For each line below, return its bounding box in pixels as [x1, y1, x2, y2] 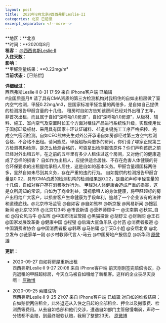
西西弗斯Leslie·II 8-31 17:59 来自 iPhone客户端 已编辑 [5, 89, 113, 95]
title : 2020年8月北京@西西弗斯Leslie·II [5, 12, 85, 17]
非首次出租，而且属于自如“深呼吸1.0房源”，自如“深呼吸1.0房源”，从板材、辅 [5, 114, 159, 120]
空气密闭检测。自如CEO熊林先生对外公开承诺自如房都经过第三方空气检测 [9, 132, 157, 139]
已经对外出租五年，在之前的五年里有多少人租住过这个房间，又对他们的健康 [5, 151, 157, 157]
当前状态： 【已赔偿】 [5, 72, 46, 78]
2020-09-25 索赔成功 [12, 288, 57, 294]
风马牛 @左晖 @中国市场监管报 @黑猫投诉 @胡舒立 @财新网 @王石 [23, 213, 160, 219]
